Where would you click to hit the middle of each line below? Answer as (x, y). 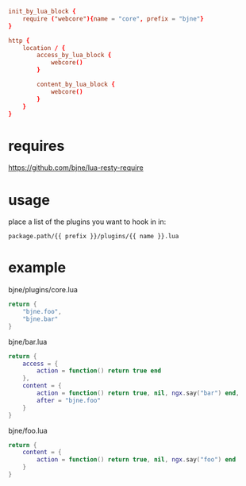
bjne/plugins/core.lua (43, 290)
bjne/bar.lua (28, 341)
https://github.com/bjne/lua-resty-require (76, 168)
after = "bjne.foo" (69, 400)
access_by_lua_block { (74, 56)
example (37, 268)
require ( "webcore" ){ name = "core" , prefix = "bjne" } (113, 19)
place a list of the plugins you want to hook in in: (87, 222)
